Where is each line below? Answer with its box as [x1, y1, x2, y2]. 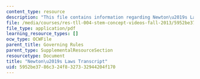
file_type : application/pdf [6, 25, 76, 31]
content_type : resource [6, 8, 65, 15]
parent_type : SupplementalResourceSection [6, 48, 113, 53]
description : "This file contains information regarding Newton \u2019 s [6, 14, 187, 20]
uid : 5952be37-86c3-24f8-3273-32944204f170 [6, 64, 116, 70]
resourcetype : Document [6, 53, 65, 59]
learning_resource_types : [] [6, 31, 79, 37]
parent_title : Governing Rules [6, 42, 84, 48]
